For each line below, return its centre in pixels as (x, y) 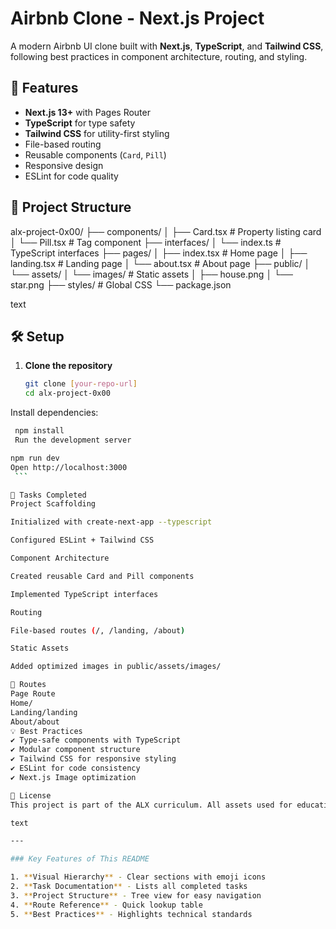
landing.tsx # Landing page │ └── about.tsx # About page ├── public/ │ (160, 263)
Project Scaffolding (53, 504)
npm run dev (35, 458)
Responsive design (64, 165)
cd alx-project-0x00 (67, 393)
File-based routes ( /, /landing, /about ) (98, 630)
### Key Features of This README (80, 859)
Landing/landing (44, 712)
